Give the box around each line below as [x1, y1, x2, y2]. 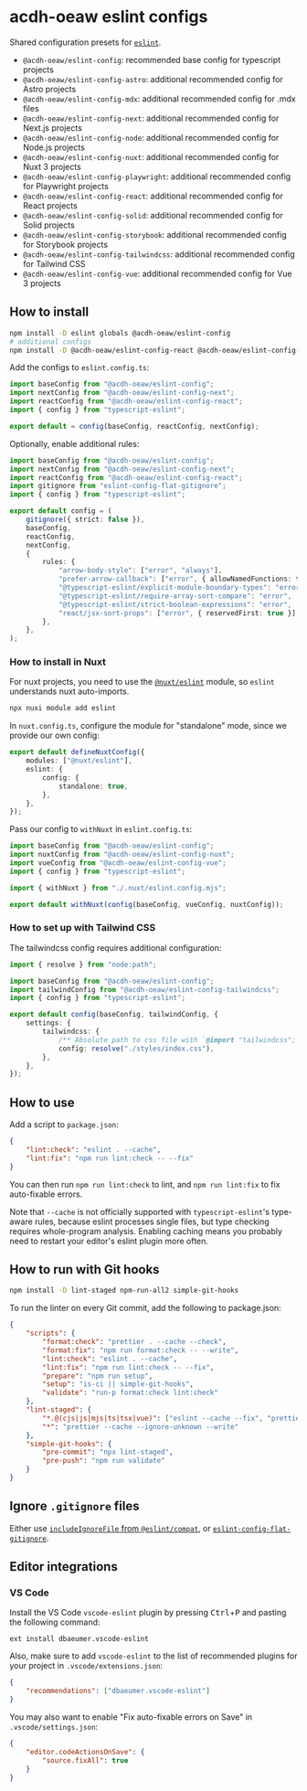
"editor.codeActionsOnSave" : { [26, 1747, 145, 1756]
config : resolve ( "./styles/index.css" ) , [58, 1044, 215, 1053]
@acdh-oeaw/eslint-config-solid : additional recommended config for [22, 209, 283, 220]
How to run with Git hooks [9, 1262, 160, 1277]
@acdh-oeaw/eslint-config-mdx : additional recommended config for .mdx [22, 93, 296, 104]
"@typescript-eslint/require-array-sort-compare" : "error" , [58, 592, 292, 601]
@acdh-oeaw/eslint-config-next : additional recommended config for [22, 112, 280, 123]
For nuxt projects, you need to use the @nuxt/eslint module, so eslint [9, 677, 276, 688]
